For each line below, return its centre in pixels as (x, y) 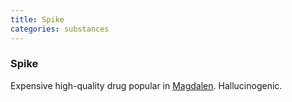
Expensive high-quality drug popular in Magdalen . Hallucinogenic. (146, 85)
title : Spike (37, 19)
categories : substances (60, 29)
